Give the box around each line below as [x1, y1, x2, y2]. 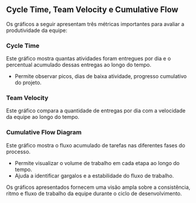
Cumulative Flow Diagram [6, 128, 82, 137]
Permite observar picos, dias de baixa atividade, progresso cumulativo [14, 73, 187, 80]
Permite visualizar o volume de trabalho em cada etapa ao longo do [14, 159, 180, 166]
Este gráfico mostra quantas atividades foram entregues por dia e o [6, 55, 171, 62]
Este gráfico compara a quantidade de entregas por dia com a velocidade [6, 107, 186, 114]
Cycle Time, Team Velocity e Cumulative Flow [6, 5, 179, 15]
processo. [6, 148, 31, 155]
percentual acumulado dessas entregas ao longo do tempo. [6, 62, 152, 69]
